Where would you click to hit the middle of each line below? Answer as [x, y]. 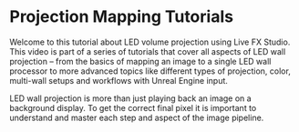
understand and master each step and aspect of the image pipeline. [137, 117]
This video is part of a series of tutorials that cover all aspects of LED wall [148, 51]
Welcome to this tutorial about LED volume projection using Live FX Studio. [150, 42]
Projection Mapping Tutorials [122, 17]
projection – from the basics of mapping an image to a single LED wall [140, 61]
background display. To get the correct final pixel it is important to [133, 107]
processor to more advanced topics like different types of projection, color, [150, 71]
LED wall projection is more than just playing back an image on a [131, 98]
